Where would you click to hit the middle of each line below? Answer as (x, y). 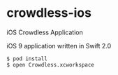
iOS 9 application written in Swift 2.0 (59, 46)
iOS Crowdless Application (45, 32)
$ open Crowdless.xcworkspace (51, 64)
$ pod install (27, 59)
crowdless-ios (49, 13)
